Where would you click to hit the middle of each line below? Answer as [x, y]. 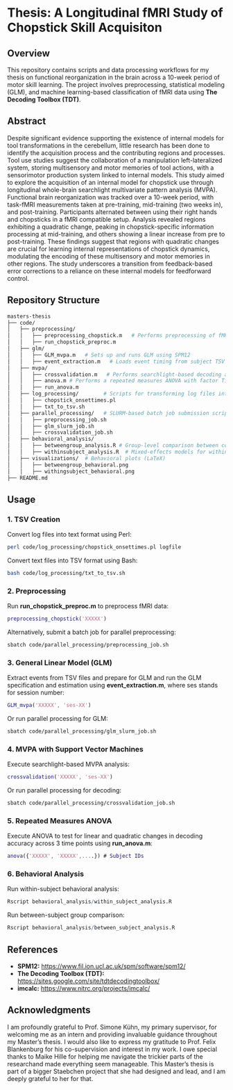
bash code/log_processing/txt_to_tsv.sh [67, 573]
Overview [29, 53]
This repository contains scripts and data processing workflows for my [108, 70]
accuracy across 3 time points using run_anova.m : [80, 843]
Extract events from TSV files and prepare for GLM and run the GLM [104, 678]
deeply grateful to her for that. [50, 1078]
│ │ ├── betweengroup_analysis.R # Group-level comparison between [113, 446]
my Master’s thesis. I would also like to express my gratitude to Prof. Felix [112, 1041]
